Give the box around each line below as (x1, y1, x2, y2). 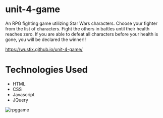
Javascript (12, 91, 35, 97)
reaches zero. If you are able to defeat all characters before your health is (5, 31, 158, 37)
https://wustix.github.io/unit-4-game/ (5, 46, 83, 52)
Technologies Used (5, 64, 88, 75)
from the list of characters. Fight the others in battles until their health (5, 25, 150, 31)
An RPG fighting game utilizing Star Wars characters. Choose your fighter (5, 20, 158, 26)
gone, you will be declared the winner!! (5, 36, 86, 43)
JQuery (12, 97, 29, 103)
